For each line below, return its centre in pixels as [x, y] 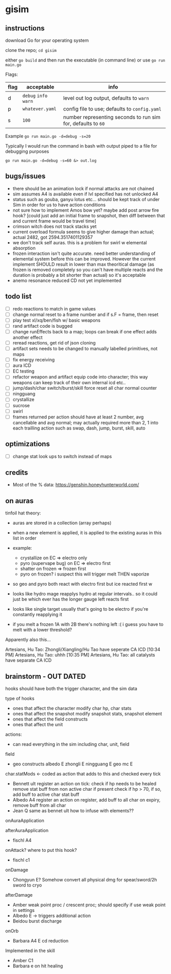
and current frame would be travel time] [54, 221]
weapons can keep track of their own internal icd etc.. [69, 383]
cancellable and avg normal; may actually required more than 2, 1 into [85, 422]
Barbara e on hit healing [38, 966]
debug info [35, 96]
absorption [24, 248]
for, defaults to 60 [84, 123]
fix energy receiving [34, 360]
